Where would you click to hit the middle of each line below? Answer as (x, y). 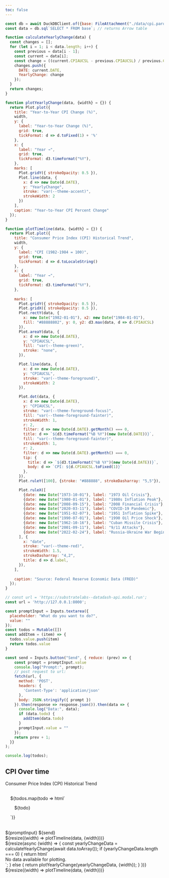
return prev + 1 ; (32, 737)
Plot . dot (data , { (37, 397)
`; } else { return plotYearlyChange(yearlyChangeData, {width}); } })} (76, 864)
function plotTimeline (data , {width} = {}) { (54, 229)
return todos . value (30, 644)
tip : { (30, 458)
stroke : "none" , (40, 350)
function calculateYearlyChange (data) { (48, 38)
